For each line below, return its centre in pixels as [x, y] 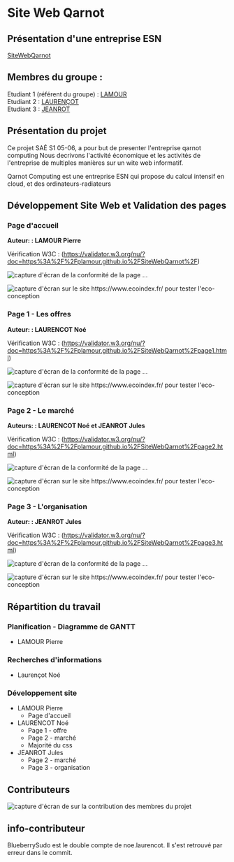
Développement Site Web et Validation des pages [117, 206]
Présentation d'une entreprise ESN [85, 39]
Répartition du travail [54, 607]
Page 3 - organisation [59, 768]
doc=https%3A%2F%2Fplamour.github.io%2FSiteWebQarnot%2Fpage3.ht [115, 543]
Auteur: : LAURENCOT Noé [47, 329]
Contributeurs [39, 790]
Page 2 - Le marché [41, 410]
